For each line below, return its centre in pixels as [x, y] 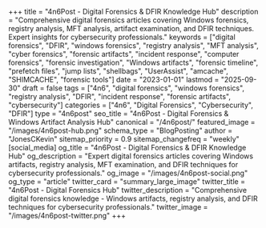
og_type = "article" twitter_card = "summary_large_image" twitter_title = [127, 182]
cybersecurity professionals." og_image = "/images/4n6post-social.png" [128, 173]
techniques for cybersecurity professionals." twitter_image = [108, 207]
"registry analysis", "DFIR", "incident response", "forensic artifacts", [119, 96]
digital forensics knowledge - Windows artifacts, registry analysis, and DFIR [133, 198]
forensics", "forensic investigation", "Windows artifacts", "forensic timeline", [133, 62]
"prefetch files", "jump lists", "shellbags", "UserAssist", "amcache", [118, 71]
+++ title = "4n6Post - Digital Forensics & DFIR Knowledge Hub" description [133, 12]
